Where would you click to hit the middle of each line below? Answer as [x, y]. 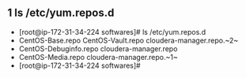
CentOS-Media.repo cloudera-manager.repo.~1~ [98, 57]
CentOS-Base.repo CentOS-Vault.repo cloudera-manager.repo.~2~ [129, 40]
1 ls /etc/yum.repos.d [61, 13]
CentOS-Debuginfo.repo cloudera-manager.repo [98, 48]
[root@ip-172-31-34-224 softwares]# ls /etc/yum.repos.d [112, 32]
